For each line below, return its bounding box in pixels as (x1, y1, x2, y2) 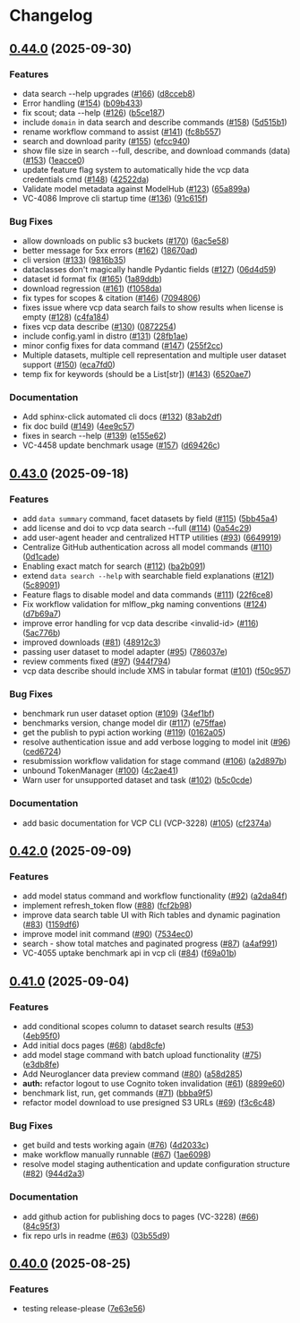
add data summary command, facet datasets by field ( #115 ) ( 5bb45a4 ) (21, 513, 279, 524)
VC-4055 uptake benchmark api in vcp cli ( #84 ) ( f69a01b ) (21, 948, 237, 958)
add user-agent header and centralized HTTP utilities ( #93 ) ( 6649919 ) (21, 532, 282, 543)
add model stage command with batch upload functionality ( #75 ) (21, 1050, 262, 1061)
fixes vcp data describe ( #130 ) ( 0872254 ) (21, 322, 177, 332)
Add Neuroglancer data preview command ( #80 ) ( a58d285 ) (21, 1069, 244, 1079)
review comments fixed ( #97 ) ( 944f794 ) (21, 656, 172, 667)
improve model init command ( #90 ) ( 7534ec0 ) (21, 929, 194, 940)
